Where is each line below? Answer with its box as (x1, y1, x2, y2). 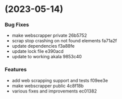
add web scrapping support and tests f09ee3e (11, 77, 108, 83)
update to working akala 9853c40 (11, 54, 82, 60)
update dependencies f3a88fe (11, 43, 75, 49)
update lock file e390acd (11, 48, 63, 54)
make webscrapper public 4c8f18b (11, 83, 84, 89)
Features (4, 66, 27, 73)
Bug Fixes (4, 21, 29, 28)
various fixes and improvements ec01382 (11, 88, 97, 94)
